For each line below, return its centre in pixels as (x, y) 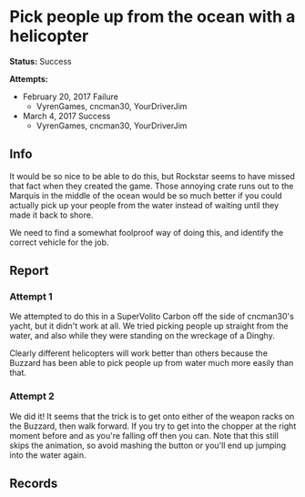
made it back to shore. (51, 215)
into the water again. (48, 455)
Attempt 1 (31, 297)
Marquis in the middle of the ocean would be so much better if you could (146, 195)
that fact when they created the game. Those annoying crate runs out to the (152, 186)
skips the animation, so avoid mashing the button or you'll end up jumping (148, 445)
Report (29, 271)
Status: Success (41, 61)
